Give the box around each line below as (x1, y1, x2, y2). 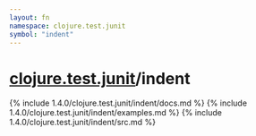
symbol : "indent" (9, 30, 74, 38)
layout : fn (9, 13, 50, 22)
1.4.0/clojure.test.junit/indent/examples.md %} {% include (9, 107, 222, 118)
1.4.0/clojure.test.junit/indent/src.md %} (9, 117, 157, 128)
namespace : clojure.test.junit (9, 21, 126, 30)
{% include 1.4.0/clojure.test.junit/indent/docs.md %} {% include (9, 98, 248, 108)
